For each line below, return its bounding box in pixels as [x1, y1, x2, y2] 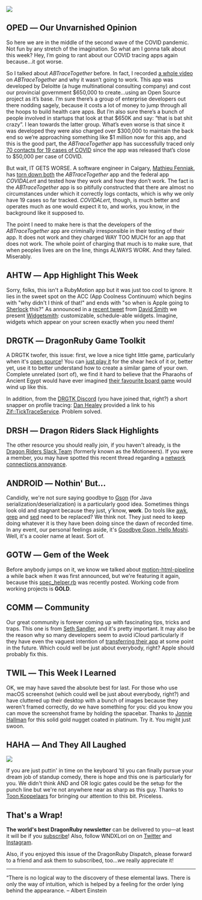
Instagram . [6, 839, 33, 846]
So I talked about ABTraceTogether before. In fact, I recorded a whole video [6, 69, 194, 76]
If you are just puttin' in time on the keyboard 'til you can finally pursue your [6, 767, 194, 774]
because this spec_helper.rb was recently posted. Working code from [6, 579, 179, 586]
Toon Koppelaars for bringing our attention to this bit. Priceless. [6, 792, 164, 800]
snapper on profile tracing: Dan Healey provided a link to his [6, 402, 155, 409]
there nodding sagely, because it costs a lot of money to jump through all [6, 101, 188, 108]
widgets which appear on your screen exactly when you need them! [6, 318, 174, 325]
